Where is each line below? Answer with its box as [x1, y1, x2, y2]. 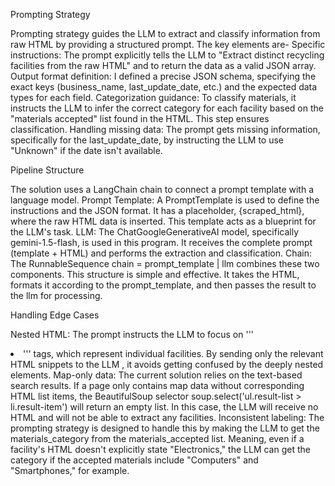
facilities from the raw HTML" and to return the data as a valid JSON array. [10, 60, 317, 71]
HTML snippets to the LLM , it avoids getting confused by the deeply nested [10, 359, 324, 370]
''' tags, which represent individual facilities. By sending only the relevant [23, 348, 324, 359]
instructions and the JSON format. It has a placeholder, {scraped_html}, [10, 205, 305, 216]
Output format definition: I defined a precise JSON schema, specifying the [10, 70, 317, 82]
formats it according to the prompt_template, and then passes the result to [10, 279, 317, 291]
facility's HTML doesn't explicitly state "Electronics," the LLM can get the [10, 444, 311, 455]
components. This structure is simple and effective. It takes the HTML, [10, 269, 300, 280]
